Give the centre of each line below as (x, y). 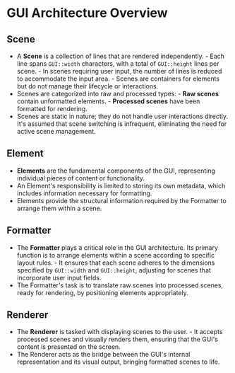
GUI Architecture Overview (87, 13)
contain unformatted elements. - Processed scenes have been (108, 101)
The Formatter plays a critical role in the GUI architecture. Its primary (117, 247)
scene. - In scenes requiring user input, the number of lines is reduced (119, 71)
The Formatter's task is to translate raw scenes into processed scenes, (120, 285)
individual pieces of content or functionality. (81, 178)
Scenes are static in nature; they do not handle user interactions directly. (122, 116)
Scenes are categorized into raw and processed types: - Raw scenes (118, 94)
